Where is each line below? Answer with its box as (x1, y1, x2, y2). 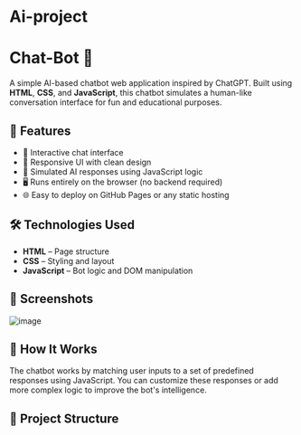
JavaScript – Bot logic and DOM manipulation (22, 265, 193, 276)
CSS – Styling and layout (22, 255, 115, 266)
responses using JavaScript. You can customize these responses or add (9, 375, 278, 386)
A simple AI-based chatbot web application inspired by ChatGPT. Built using (9, 78, 293, 89)
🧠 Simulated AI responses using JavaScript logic (22, 165, 203, 177)
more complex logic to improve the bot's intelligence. (9, 384, 208, 395)
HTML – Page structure (22, 246, 110, 257)
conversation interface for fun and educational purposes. (9, 97, 222, 108)
